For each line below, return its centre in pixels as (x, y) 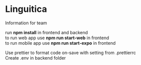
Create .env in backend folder (35, 58)
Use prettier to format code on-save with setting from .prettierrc (70, 53)
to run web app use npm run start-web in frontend (57, 38)
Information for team (26, 23)
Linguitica (26, 9)
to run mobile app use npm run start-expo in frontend (60, 43)
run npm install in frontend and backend (47, 32)
